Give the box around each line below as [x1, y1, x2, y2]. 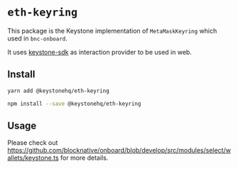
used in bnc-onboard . [7, 34, 67, 43]
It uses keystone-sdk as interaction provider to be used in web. [7, 48, 192, 56]
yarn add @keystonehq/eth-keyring [7, 87, 110, 94]
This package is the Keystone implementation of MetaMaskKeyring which [7, 26, 217, 35]
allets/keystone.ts [7, 153, 59, 162]
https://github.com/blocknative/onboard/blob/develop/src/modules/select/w [7, 146, 231, 155]
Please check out [7, 138, 58, 147]
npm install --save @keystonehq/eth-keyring [7, 100, 141, 107]
